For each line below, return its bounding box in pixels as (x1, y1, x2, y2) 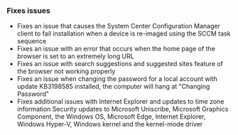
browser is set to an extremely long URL (16, 52, 134, 60)
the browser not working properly (16, 67, 116, 76)
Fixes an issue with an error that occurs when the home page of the (16, 45, 216, 53)
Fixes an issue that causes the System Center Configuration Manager (16, 22, 221, 31)
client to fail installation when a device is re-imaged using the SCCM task (16, 29, 231, 38)
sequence (16, 37, 47, 45)
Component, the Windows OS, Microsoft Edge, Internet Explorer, (16, 112, 206, 121)
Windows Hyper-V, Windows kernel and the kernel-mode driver (16, 120, 203, 129)
